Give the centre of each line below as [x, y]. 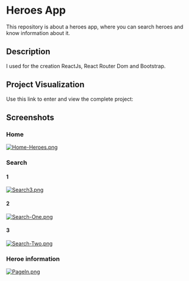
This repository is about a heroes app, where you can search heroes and [95, 27]
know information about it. [38, 33]
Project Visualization [45, 84]
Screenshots [30, 117]
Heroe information [33, 258]
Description [28, 52]
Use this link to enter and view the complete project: [70, 99]
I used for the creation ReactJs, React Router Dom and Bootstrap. [86, 66]
